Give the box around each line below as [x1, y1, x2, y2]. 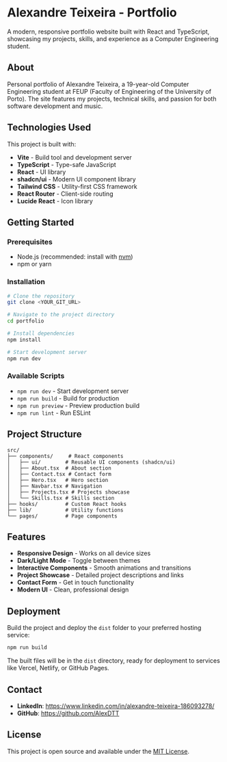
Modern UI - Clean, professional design [16, 585, 129, 594]
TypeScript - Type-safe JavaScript [16, 160, 116, 168]
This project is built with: [7, 140, 77, 148]
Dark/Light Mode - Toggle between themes [16, 557, 141, 565]
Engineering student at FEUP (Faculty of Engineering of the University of [7, 87, 212, 95]
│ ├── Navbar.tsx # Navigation [7, 483, 103, 490]
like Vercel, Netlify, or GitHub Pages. [7, 664, 109, 672]
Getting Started [7, 216, 75, 228]
